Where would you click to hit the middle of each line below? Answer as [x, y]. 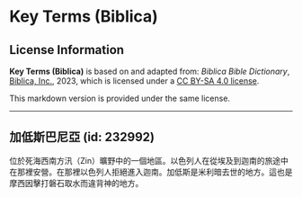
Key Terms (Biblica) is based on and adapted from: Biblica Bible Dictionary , [150, 71]
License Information [67, 50]
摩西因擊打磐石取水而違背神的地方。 [76, 183]
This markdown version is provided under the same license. [120, 98]
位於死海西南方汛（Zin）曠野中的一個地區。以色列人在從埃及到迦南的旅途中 [149, 160]
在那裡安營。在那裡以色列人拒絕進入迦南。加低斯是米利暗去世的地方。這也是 [151, 172]
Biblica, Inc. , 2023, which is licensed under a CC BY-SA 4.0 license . [134, 81]
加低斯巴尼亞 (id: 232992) [82, 137]
